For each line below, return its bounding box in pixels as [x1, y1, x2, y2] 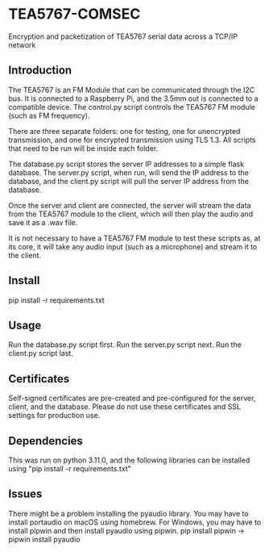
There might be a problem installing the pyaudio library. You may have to [8, 508, 249, 518]
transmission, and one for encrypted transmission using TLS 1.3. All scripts [8, 135, 256, 144]
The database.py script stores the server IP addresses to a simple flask [8, 159, 244, 169]
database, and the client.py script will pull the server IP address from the [8, 176, 250, 186]
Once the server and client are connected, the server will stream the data [8, 200, 251, 210]
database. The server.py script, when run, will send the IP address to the [8, 167, 250, 178]
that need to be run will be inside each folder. [8, 143, 159, 153]
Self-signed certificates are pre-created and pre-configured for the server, [8, 393, 256, 404]
